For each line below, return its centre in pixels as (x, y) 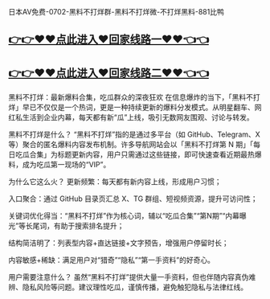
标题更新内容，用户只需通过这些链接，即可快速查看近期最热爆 (160, 154)
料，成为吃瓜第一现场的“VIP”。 (59, 165)
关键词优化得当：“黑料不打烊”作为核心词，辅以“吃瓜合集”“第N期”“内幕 (124, 216)
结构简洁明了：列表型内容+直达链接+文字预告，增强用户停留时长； (119, 243)
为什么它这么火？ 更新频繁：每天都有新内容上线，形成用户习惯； (115, 182)
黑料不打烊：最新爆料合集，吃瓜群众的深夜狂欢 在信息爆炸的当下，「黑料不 (131, 97)
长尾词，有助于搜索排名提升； (75, 226)
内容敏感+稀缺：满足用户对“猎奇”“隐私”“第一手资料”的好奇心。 (112, 260)
